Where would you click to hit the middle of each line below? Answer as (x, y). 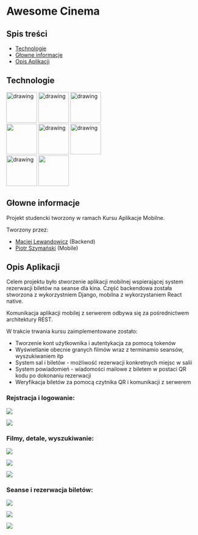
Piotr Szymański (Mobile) (47, 248)
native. (15, 301)
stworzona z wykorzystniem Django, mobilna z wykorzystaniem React (94, 295)
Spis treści (27, 34)
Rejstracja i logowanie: (41, 398)
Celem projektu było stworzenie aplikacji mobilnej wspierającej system (95, 282)
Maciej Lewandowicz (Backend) (55, 241)
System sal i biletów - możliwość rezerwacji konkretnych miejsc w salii (104, 363)
